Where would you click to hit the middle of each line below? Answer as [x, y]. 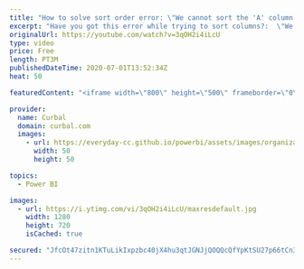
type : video [32, 43]
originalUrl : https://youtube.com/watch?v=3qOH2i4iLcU [115, 34]
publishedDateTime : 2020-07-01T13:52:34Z [89, 69]
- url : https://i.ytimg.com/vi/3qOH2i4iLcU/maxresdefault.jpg [137, 209]
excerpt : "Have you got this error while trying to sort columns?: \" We [152, 26]
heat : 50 [26, 77]
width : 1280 [48, 218]
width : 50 [52, 151]
